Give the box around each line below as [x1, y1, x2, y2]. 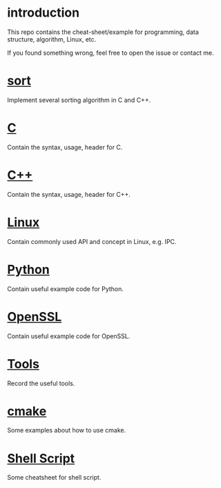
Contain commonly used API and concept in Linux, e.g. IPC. [7, 237, 177, 245]
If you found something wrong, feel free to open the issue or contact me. [7, 49, 214, 57]
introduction [7, 5, 80, 21]
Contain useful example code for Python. [7, 284, 124, 293]
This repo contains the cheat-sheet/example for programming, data [7, 28, 199, 36]
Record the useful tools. [7, 379, 75, 387]
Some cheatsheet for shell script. [7, 473, 102, 482]
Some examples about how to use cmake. [7, 426, 126, 435]
